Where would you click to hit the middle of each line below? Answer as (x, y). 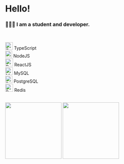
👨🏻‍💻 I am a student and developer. (47, 25)
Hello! (18, 9)
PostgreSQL (26, 81)
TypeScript (25, 48)
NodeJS (21, 56)
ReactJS (23, 65)
